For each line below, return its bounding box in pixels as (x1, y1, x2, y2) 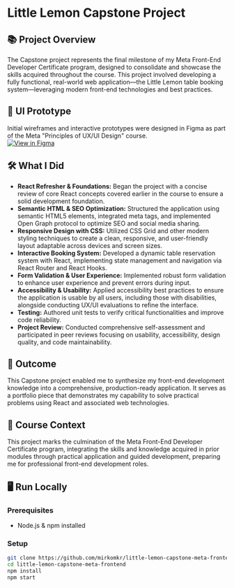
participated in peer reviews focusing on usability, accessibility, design (17, 330, 221, 339)
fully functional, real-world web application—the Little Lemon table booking (7, 78, 224, 86)
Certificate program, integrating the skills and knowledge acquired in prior (7, 445, 219, 453)
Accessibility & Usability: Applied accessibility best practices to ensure (17, 286, 224, 294)
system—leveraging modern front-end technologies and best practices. (7, 85, 213, 94)
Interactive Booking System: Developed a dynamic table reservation (17, 249, 216, 257)
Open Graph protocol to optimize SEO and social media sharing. (17, 219, 201, 228)
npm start (7, 574, 36, 581)
